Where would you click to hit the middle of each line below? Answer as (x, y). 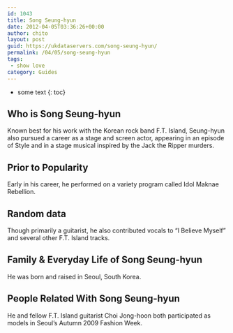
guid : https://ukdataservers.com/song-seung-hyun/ (82, 46)
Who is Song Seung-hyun (64, 113)
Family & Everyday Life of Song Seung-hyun (105, 260)
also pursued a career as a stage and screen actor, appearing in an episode (116, 138)
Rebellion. (22, 192)
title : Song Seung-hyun (42, 20)
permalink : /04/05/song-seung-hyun (59, 53)
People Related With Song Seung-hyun (93, 298)
